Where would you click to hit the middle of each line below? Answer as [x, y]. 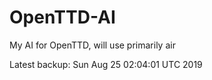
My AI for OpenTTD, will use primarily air [92, 45]
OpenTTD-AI [62, 17]
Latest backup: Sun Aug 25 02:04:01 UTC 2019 [106, 64]
